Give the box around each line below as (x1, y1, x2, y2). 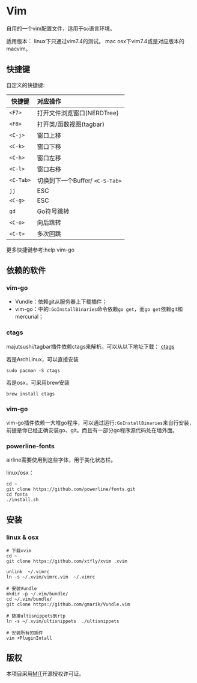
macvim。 (6, 45, 31, 52)
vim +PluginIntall (6, 635, 52, 642)
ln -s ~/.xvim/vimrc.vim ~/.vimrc (6, 574, 95, 580)
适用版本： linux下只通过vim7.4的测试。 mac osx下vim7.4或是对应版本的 (6, 37, 184, 44)
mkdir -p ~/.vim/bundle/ (6, 591, 68, 597)
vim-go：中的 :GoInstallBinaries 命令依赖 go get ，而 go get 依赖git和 (14, 305, 183, 313)
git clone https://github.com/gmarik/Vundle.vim (6, 601, 130, 607)
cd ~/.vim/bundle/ (6, 596, 52, 603)
